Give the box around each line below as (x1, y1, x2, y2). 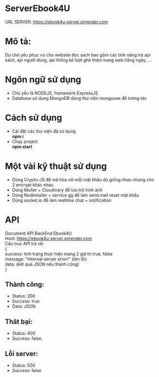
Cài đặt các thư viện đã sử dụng (12, 128, 76, 134)
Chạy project (12, 139, 38, 144)
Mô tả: (5, 36, 31, 47)
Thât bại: (5, 317, 33, 326)
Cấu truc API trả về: (5, 240, 44, 246)
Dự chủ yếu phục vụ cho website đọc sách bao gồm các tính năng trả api (5, 52, 151, 58)
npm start (12, 143, 32, 149)
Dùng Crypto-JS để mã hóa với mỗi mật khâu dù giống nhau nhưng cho (12, 176, 155, 182)
